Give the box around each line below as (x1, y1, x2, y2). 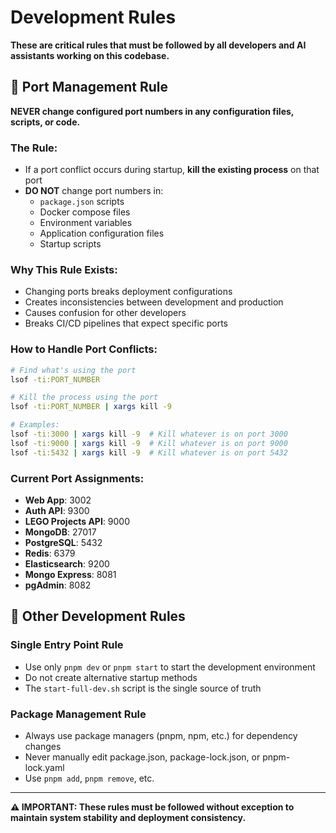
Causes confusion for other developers (24, 307, 187, 319)
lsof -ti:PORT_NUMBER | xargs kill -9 (10, 402, 172, 412)
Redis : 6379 (24, 547, 76, 559)
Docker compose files (39, 206, 131, 218)
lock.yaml (24, 761, 65, 773)
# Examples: (10, 420, 60, 430)
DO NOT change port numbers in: (24, 185, 164, 197)
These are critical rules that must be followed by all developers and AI (10, 39, 307, 51)
